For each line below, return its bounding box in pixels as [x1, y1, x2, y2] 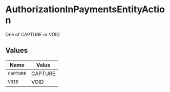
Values [5, 46, 28, 55]
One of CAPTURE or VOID [5, 31, 60, 37]
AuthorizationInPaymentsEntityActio [5, 4, 165, 15]
